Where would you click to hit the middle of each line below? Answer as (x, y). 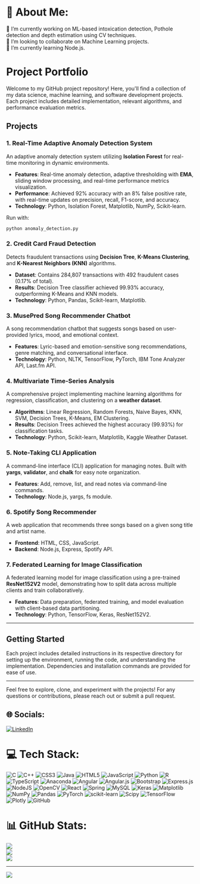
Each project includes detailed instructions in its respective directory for (94, 653)
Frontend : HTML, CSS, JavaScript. (57, 542)
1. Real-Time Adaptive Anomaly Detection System (79, 143)
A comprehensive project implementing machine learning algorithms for (94, 394)
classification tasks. (39, 431)
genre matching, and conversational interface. (71, 353)
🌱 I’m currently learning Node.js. (46, 48)
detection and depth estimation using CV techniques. (71, 35)
